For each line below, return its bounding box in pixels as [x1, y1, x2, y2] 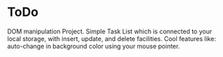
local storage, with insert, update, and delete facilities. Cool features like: [7, 34, 216, 42]
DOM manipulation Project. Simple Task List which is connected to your [7, 27, 213, 35]
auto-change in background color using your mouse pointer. [7, 42, 180, 50]
